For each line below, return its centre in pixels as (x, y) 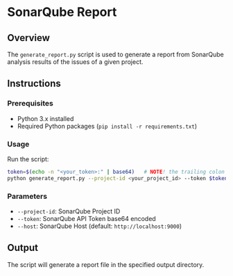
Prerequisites (30, 104)
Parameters (27, 196)
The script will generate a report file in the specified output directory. (106, 264)
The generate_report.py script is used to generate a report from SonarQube (115, 54)
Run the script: (28, 159)
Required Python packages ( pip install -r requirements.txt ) (107, 126)
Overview (29, 38)
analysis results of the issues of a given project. (75, 62)
